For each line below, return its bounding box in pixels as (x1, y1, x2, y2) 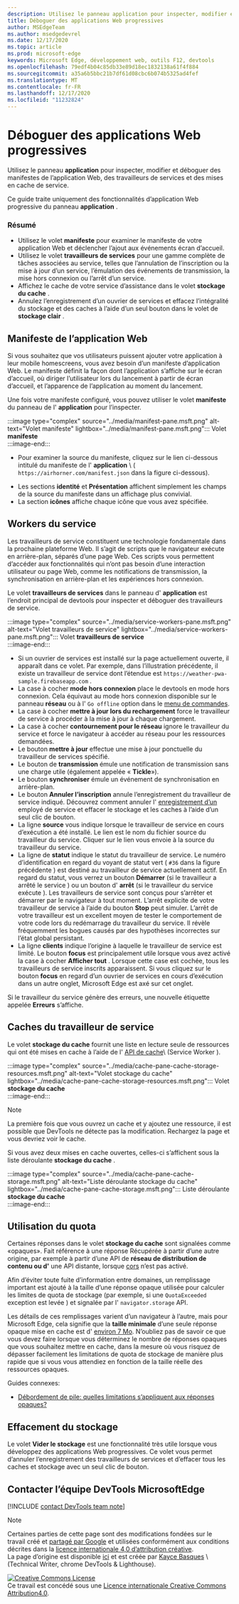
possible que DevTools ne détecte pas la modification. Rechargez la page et (7, 1126, 230, 1136)
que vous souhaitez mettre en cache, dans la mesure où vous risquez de (7, 1343, 221, 1351)
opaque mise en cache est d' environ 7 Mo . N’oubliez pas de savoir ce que (7, 1327, 226, 1336)
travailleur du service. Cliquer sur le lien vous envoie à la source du (17, 835, 215, 844)
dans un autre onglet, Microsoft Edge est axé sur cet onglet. (17, 979, 194, 987)
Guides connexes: (7, 1379, 60, 1388)
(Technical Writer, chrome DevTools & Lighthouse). (7, 1560, 156, 1568)
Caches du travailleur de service (7, 1021, 154, 1033)
